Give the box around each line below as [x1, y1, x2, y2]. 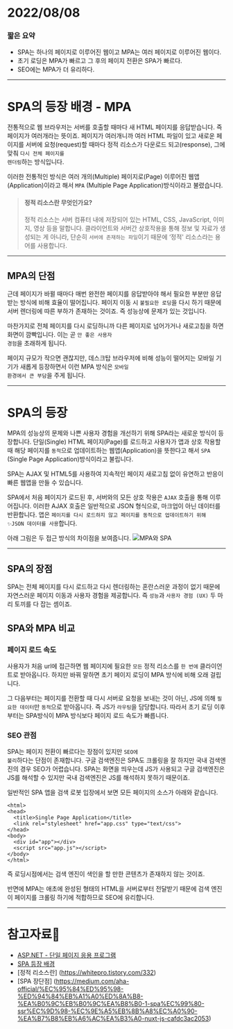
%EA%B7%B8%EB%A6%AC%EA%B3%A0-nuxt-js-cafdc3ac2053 [17, 1014, 209, 1023]
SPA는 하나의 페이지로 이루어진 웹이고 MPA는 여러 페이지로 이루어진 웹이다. [17, 48, 222, 56]
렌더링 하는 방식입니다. [7, 158, 64, 166]
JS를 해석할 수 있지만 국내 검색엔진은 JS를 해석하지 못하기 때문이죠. [7, 773, 191, 782]
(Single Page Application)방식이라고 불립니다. [7, 455, 134, 463]
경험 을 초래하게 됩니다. [7, 339, 67, 348]
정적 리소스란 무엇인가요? [24, 199, 92, 207]
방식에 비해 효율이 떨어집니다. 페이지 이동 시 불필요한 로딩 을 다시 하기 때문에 [19, 299, 222, 307]
